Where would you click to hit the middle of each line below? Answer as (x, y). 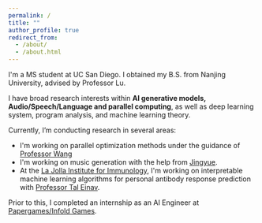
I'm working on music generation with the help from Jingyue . (119, 162)
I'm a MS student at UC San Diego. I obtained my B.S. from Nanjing (117, 74)
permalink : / (30, 15)
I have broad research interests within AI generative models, (107, 98)
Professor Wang (46, 154)
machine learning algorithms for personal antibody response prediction (135, 179)
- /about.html (38, 52)
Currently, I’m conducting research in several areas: (92, 130)
